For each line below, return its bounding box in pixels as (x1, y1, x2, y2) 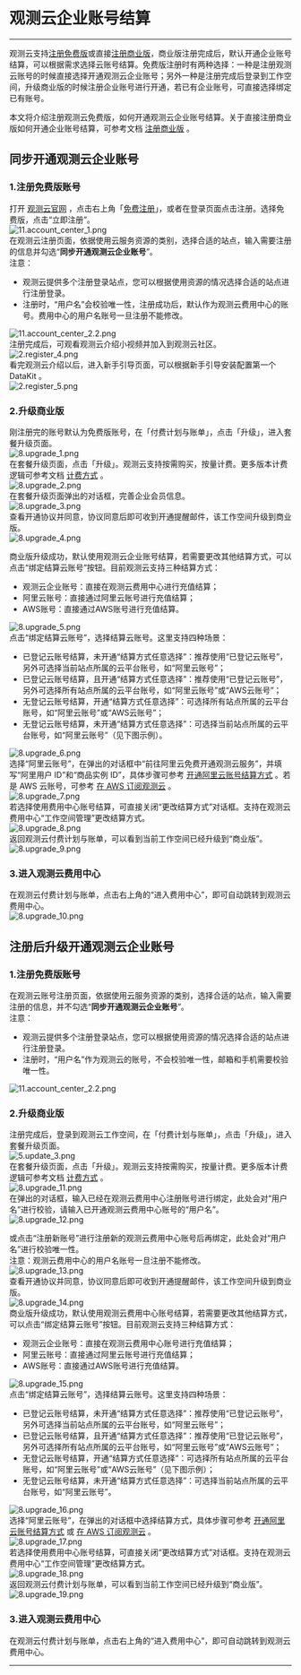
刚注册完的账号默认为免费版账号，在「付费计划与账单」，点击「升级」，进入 (9, 427, 284, 437)
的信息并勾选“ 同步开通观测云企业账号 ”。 (9, 246, 159, 256)
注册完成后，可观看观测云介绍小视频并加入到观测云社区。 (9, 338, 221, 350)
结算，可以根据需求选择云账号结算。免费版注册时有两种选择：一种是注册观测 (9, 59, 292, 70)
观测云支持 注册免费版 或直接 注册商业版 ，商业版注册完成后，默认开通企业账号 (9, 47, 292, 58)
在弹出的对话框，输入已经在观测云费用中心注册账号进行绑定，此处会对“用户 (9, 1193, 288, 1204)
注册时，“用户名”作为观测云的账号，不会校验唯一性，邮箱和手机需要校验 (21, 1054, 289, 1065)
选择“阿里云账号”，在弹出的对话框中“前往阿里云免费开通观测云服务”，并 (9, 758, 275, 769)
